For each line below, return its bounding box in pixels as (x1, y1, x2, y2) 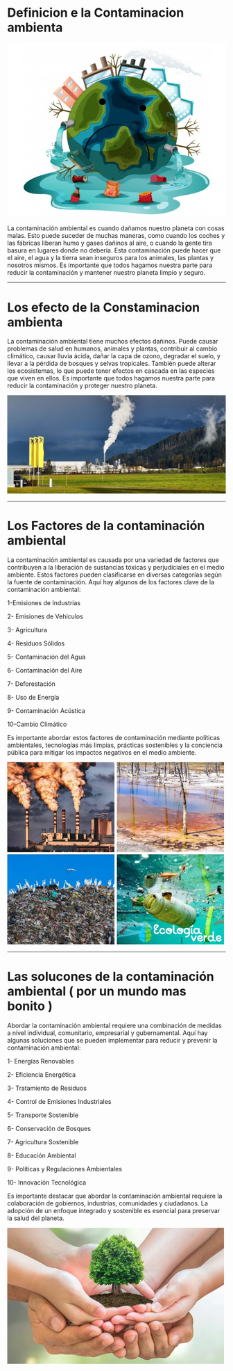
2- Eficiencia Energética (7, 1071, 76, 1079)
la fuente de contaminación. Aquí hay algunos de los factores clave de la (7, 578, 215, 586)
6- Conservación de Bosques (7, 1125, 92, 1133)
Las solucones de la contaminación (7, 969, 214, 985)
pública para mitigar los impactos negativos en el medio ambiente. (7, 748, 197, 757)
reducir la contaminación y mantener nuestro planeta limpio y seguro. (7, 268, 206, 277)
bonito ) (7, 998, 53, 1014)
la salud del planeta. (7, 1214, 64, 1222)
